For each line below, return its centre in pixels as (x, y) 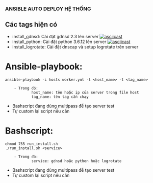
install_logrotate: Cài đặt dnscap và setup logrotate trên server (75, 46)
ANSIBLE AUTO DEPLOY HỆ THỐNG (48, 9)
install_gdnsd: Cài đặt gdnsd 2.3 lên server (55, 36)
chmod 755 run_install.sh (31, 144)
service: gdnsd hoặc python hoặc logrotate (76, 161)
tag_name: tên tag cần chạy (60, 97)
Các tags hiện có (31, 25)
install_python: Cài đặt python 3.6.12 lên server (59, 42)
